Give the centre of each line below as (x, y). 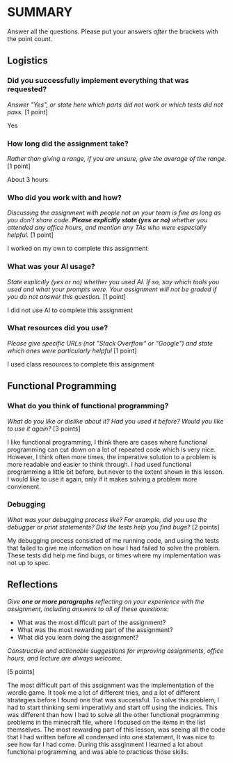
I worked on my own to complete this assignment (78, 249)
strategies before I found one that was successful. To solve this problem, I (113, 700)
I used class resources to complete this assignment (81, 364)
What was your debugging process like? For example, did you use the (107, 519)
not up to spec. (29, 562)
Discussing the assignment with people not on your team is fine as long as (114, 213)
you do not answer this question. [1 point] (67, 296)
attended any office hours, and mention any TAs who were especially (107, 228)
